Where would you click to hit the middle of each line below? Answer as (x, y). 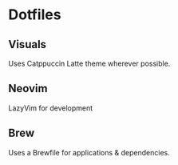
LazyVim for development (51, 108)
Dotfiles (35, 15)
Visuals (27, 44)
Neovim (28, 89)
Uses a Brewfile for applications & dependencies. (89, 152)
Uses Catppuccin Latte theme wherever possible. (89, 63)
